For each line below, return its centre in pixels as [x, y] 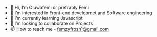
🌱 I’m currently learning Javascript [46, 18]
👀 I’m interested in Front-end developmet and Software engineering [81, 13]
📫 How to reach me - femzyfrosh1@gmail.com [59, 29]
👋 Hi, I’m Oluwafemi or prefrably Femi [50, 8]
